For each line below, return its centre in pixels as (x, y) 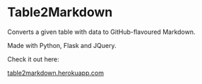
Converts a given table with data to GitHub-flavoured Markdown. (101, 32)
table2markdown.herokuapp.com (56, 73)
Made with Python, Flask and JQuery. (62, 45)
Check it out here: (34, 59)
